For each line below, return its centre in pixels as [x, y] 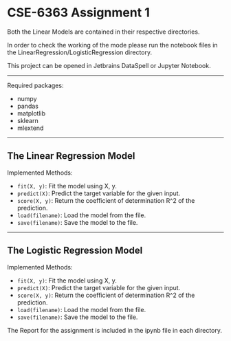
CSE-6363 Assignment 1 [78, 13]
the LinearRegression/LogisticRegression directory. [80, 52]
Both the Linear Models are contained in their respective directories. [103, 32]
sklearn [28, 120]
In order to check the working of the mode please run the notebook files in [112, 45]
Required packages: [35, 85]
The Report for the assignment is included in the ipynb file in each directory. [114, 330]
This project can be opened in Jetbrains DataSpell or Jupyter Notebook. [109, 65]
